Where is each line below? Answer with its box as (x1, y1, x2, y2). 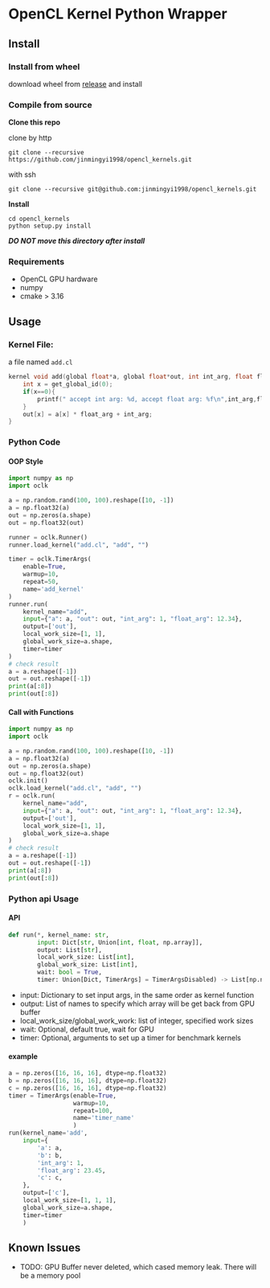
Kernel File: (8, 338, 54, 350)
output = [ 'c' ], (22, 1189, 70, 1197)
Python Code (8, 437, 61, 448)
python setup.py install (8, 222, 92, 230)
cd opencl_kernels (8, 215, 70, 224)
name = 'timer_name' (72, 1114, 135, 1122)
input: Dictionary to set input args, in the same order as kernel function (19, 990, 255, 999)
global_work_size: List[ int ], (37, 961, 138, 969)
